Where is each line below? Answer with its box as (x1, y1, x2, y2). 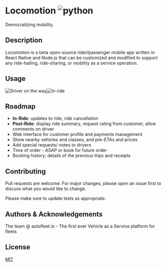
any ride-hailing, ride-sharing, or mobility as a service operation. (5, 60, 138, 66)
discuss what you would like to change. (5, 185, 86, 192)
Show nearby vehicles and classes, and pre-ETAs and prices (12, 136, 137, 142)
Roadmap (5, 102, 36, 110)
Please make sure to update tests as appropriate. (5, 195, 106, 201)
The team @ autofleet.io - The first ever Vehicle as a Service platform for (5, 223, 155, 229)
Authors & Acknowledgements (5, 210, 103, 218)
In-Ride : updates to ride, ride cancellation (12, 115, 98, 121)
